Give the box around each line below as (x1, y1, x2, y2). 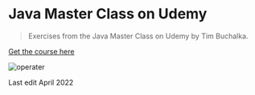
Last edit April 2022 (8, 77, 74, 87)
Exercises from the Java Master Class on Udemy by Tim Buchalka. (27, 31, 249, 41)
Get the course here (8, 46, 75, 56)
